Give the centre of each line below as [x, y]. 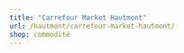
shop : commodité [40, 34]
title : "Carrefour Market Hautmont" [78, 18]
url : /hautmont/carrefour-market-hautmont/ [92, 26]
